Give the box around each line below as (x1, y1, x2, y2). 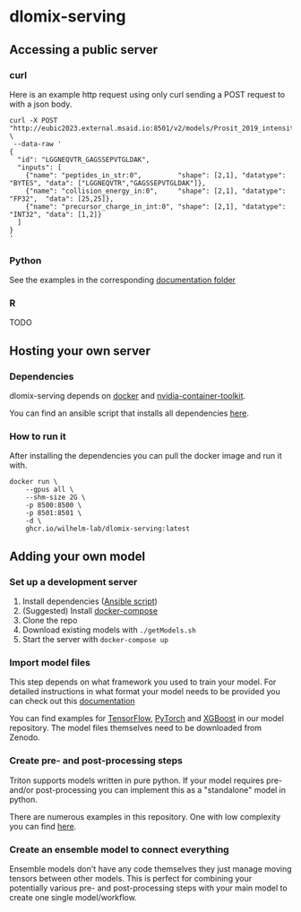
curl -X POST (9, 116, 58, 125)
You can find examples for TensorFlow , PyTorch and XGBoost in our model (9, 713, 285, 724)
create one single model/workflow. (9, 892, 137, 903)
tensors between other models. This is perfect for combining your (9, 873, 253, 884)
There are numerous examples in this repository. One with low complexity (9, 811, 281, 822)
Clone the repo (21, 615, 78, 626)
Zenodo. (9, 732, 40, 743)
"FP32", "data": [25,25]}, (9, 194, 115, 203)
